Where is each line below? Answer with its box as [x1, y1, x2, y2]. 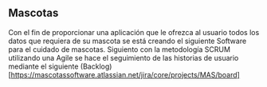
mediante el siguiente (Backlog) [8, 61, 112, 71]
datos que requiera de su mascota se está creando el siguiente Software [8, 36, 247, 45]
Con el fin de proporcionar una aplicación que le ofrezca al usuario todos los [8, 27, 260, 37]
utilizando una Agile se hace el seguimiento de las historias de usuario [8, 53, 239, 62]
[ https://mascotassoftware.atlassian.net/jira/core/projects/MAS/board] [8, 69, 241, 79]
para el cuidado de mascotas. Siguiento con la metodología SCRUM [8, 44, 231, 54]
